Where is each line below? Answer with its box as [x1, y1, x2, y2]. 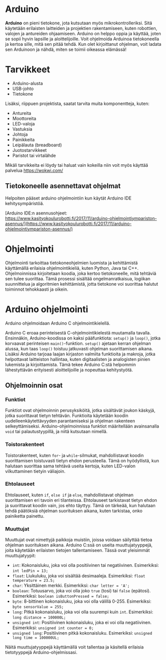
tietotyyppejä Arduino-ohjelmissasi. [5, 650, 78, 656]
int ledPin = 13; [12, 568, 49, 573]
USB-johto [12, 86, 34, 92]
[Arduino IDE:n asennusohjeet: [5, 210, 67, 216]
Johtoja [12, 131, 28, 137]
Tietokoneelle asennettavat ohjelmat [5, 182, 121, 190]
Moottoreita [12, 115, 36, 121]
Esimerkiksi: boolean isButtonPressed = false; [12, 593, 110, 599]
